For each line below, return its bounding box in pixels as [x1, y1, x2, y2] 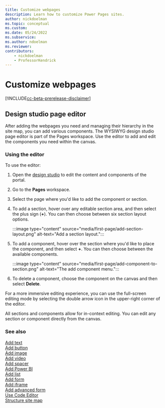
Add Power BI [5, 365, 33, 371]
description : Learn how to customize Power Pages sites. [5, 12, 125, 17]
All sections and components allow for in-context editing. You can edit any [5, 311, 156, 317]
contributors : [5, 48, 34, 53]
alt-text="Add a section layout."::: [36, 231, 104, 237]
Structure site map [5, 397, 43, 403]
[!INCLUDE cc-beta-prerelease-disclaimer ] [5, 95, 91, 101]
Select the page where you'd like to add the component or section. [12, 196, 148, 202]
